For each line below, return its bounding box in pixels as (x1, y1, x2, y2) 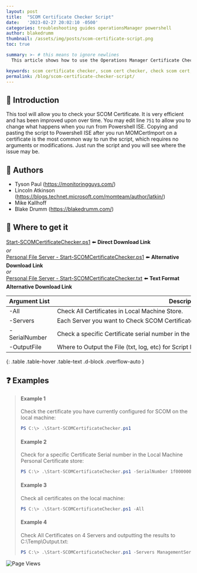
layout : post (6, 8, 38, 15)
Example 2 (20, 438, 47, 445)
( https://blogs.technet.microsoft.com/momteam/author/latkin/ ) (14, 193, 166, 200)
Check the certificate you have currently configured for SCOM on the (20, 408, 188, 415)
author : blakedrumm (6, 30, 54, 36)
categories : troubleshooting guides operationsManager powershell (6, 25, 172, 31)
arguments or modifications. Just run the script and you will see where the (6, 142, 186, 149)
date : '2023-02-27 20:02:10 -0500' (6, 19, 98, 25)
